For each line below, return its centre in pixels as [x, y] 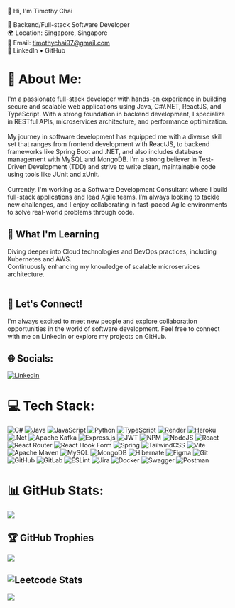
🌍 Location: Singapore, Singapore [58, 33]
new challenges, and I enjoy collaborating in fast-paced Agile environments [117, 204]
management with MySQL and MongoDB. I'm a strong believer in [102, 159]
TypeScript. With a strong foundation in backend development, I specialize [116, 114]
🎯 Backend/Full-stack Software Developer [69, 25]
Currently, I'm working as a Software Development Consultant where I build [117, 189]
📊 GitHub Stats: [56, 490]
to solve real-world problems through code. [71, 212]
